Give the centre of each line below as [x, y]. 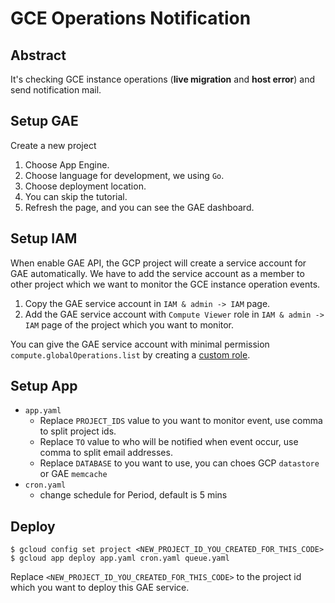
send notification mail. [56, 90]
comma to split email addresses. [106, 453]
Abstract [38, 55]
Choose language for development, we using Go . [124, 175]
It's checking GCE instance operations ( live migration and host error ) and [163, 79]
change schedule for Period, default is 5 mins [133, 495]
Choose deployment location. [85, 186]
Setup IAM [44, 238]
